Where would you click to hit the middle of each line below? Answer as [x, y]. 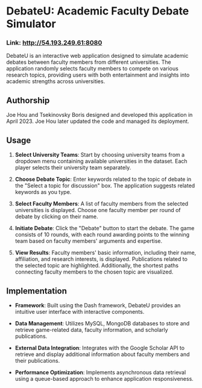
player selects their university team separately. [73, 167]
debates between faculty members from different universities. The [89, 62]
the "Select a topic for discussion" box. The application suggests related [105, 186]
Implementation [37, 291]
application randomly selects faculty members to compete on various [93, 69]
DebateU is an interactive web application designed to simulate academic [97, 56]
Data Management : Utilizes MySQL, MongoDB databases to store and [102, 323]
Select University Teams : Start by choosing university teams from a [100, 155]
